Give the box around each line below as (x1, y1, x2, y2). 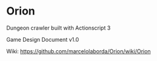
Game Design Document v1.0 (6, 36, 79, 43)
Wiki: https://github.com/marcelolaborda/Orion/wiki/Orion (6, 47, 151, 55)
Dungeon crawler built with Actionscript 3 (6, 24, 111, 31)
